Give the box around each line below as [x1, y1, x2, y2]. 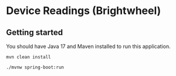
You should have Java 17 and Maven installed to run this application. [6, 43, 171, 50]
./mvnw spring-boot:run [6, 64, 65, 70]
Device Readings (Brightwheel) [6, 4, 161, 18]
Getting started [6, 27, 63, 37]
